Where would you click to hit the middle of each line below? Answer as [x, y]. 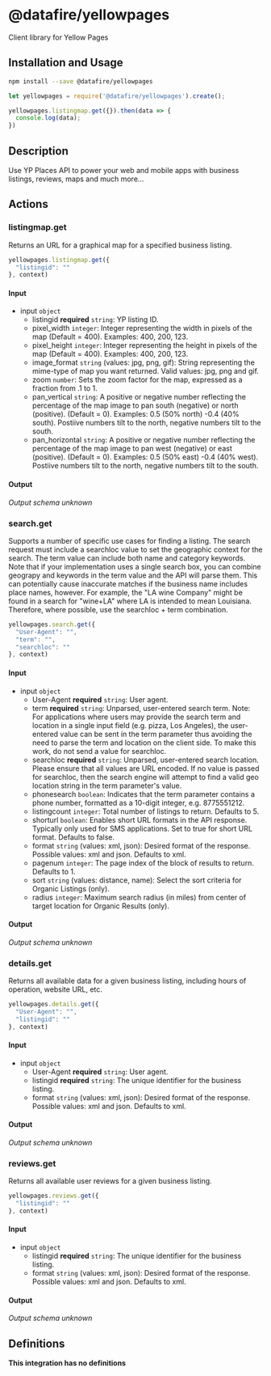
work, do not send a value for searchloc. [99, 751]
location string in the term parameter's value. [107, 785]
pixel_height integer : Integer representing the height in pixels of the [145, 345]
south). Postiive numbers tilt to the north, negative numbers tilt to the [146, 423]
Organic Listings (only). [71, 888]
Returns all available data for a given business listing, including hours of [127, 981]
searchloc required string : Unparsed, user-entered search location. [146, 760]
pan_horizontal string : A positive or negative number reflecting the [144, 440]
